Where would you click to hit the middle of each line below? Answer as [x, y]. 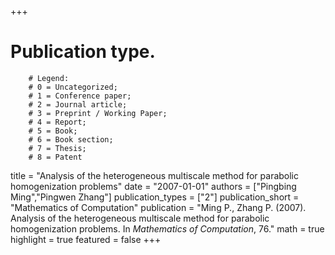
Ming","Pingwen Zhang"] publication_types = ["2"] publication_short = [155, 197]
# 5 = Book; [53, 131]
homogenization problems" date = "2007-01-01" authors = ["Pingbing [153, 186]
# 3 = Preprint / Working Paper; [98, 113]
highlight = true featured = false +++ [86, 239]
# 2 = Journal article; [78, 104]
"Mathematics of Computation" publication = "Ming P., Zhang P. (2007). [158, 207]
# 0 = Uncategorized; [73, 87]
